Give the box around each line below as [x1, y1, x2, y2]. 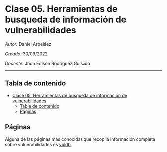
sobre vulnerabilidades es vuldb [5, 141, 71, 147]
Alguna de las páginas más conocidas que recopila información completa [5, 136, 156, 142]
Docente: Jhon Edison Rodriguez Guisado [5, 60, 90, 66]
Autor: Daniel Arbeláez [5, 41, 52, 47]
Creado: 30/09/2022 [5, 51, 48, 57]
